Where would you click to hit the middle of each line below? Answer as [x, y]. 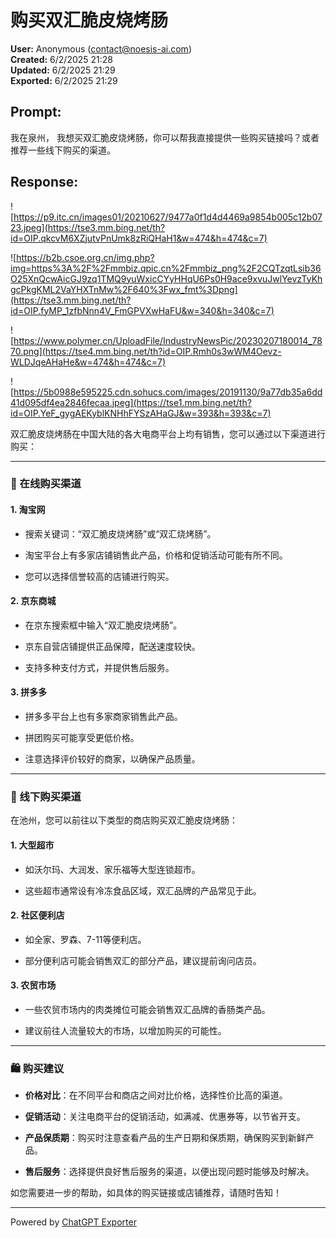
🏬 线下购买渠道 [46, 797]
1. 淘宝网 [28, 510]
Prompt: [36, 112]
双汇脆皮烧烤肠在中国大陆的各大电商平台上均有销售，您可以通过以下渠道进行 [168, 433]
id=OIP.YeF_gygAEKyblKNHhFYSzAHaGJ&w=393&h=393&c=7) [141, 413]
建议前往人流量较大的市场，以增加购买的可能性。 [125, 1030]
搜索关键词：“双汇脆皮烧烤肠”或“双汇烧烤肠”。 [120, 533]
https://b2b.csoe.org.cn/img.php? [85, 257]
